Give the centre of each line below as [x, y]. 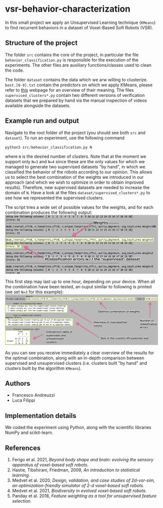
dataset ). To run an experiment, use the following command [65, 138]
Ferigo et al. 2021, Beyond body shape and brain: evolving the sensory [83, 460]
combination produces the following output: [49, 212]
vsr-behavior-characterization [68, 9]
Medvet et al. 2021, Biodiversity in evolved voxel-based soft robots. [79, 491]
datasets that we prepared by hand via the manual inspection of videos [76, 100]
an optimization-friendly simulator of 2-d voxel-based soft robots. [78, 486]
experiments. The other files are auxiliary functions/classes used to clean [78, 65]
